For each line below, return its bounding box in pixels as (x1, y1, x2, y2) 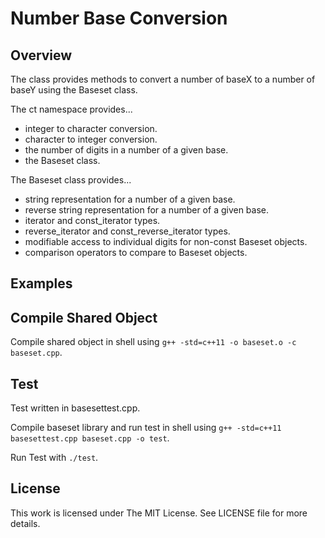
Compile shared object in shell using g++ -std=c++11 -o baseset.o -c (10, 336, 297, 348)
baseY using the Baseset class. (10, 84, 138, 96)
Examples (10, 275, 73, 292)
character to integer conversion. (24, 133, 158, 145)
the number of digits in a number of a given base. (24, 144, 229, 156)
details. (10, 517, 41, 529)
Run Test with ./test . (10, 452, 99, 464)
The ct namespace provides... (10, 103, 133, 115)
